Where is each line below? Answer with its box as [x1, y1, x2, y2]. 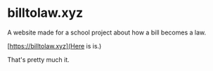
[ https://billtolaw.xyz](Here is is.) [7, 41, 102, 50]
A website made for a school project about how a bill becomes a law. [7, 28, 206, 37]
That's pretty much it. [7, 55, 70, 64]
